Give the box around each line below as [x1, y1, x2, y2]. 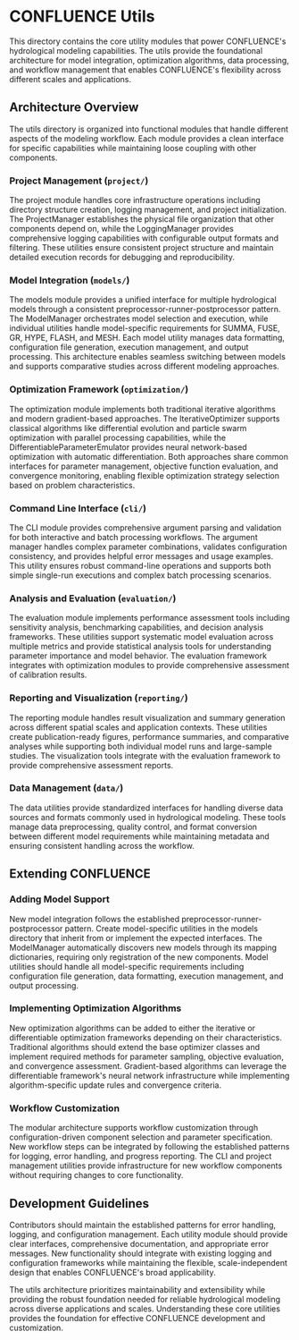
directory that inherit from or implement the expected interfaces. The [9, 932, 263, 943]
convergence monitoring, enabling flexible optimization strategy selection [9, 470, 279, 480]
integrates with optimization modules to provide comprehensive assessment [9, 660, 290, 671]
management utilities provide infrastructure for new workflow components [9, 1160, 283, 1171]
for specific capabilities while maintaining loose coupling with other [9, 142, 257, 153]
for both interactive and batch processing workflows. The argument [9, 531, 258, 542]
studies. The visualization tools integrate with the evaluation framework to [9, 750, 281, 761]
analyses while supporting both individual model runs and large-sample [9, 741, 272, 751]
